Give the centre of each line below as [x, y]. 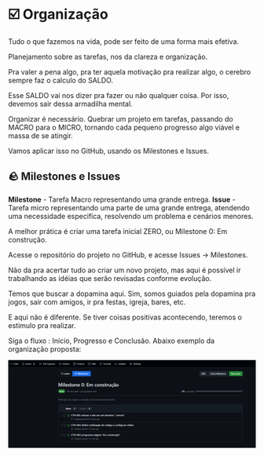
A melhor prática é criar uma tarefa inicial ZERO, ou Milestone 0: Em [118, 231]
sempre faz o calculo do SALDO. [61, 80]
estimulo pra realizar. [42, 325]
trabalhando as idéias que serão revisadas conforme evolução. [110, 278]
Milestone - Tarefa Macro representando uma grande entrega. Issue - [122, 199]
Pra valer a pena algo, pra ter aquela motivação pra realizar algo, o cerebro [130, 71]
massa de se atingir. [40, 135]
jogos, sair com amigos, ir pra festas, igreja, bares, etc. [97, 301]
